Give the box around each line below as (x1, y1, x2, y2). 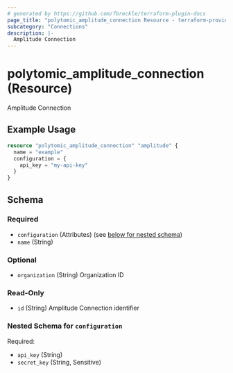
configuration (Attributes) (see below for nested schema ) (17, 230, 182, 238)
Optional (7, 255, 37, 265)
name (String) (17, 238, 53, 246)
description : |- (7, 29, 54, 37)
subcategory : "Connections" (7, 23, 89, 30)
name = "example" (13, 149, 64, 156)
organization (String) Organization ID (17, 271, 124, 279)
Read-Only (7, 288, 45, 298)
